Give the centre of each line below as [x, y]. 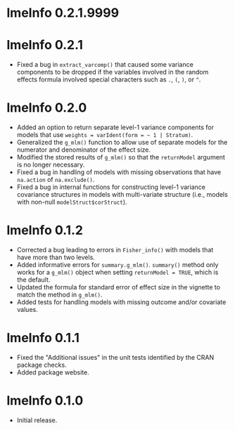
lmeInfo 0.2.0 [47, 108]
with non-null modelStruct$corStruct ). [72, 202]
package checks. [42, 365]
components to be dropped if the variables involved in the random [113, 72]
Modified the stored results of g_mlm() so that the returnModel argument [121, 157]
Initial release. [37, 420]
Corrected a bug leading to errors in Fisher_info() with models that [115, 250]
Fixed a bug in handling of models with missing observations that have [119, 172]
